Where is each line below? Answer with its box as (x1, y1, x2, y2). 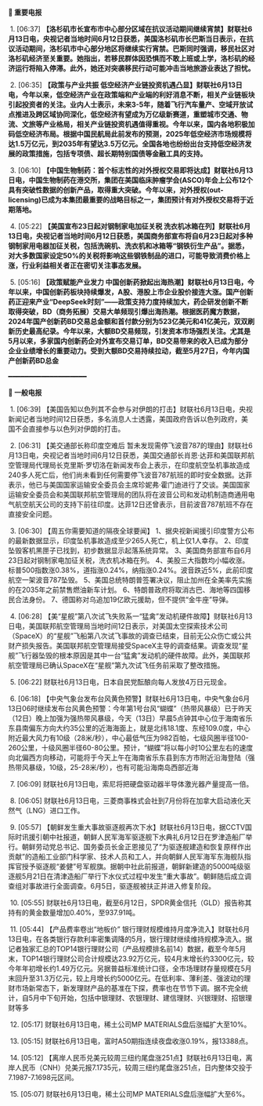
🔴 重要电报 (8, 8, 42, 16)
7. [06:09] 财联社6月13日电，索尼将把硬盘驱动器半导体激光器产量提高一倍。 (9, 779, 254, 788)
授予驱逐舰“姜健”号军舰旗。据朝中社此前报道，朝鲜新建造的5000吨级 (21, 862, 244, 871)
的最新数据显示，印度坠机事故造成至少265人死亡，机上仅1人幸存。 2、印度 (8, 536, 249, 545)
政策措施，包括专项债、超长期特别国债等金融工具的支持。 (21, 149, 207, 158)
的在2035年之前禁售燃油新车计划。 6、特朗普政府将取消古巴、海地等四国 (8, 585, 244, 594)
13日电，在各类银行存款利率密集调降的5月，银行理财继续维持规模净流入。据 (8, 934, 253, 944)
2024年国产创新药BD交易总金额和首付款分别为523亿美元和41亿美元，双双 (8, 317, 248, 326)
